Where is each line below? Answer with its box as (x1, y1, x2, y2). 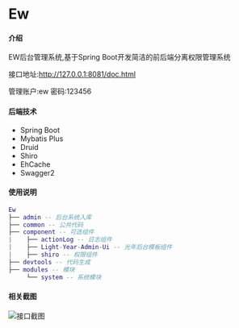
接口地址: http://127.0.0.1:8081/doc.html (8, 69, 136, 79)
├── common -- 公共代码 (8, 221, 83, 229)
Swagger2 (19, 168, 55, 177)
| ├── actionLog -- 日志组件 (8, 235, 113, 244)
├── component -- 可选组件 (8, 228, 94, 236)
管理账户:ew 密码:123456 (8, 86, 92, 97)
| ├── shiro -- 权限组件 (8, 251, 99, 259)
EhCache (19, 159, 51, 169)
